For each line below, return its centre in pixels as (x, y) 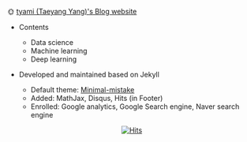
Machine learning (59, 51)
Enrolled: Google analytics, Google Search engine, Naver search (135, 106)
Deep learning (54, 59)
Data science (52, 42)
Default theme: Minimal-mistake (82, 90)
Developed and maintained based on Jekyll (89, 75)
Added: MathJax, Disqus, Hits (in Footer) (97, 98)
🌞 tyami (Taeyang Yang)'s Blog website (72, 11)
